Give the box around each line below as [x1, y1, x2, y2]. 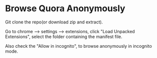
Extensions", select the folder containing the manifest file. [5, 34, 122, 39]
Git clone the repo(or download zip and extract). [5, 19, 103, 25]
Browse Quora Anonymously [5, 3, 125, 14]
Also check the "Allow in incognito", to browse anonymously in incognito [5, 43, 152, 49]
